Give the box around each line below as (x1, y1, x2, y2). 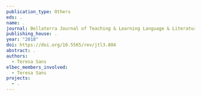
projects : (6, 75, 31, 81)
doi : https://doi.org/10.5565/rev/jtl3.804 (6, 42, 117, 48)
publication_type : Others (6, 8, 71, 15)
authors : (6, 53, 28, 59)
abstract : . (6, 48, 36, 54)
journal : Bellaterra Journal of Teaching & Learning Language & (6, 25, 170, 32)
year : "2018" (6, 36, 39, 42)
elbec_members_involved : (6, 64, 68, 70)
